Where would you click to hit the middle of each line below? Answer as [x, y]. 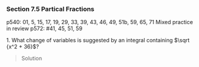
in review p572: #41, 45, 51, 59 [44, 28]
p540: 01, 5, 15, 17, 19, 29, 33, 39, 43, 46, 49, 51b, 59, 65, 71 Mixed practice [100, 22]
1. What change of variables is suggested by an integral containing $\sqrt [98, 40]
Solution [32, 59]
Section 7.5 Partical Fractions [51, 9]
